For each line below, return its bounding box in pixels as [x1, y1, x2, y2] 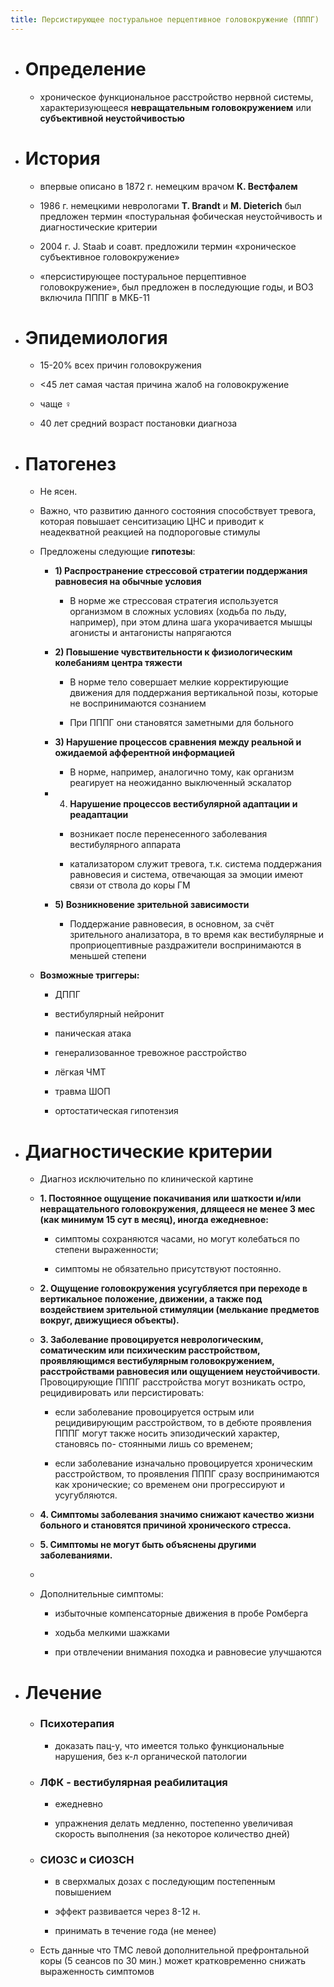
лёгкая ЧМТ [54, 1066, 107, 1078]
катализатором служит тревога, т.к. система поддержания [69, 858, 323, 870]
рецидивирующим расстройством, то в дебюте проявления [54, 1417, 312, 1429]
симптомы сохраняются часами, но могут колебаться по [54, 1233, 300, 1245]
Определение [24, 57, 147, 80]
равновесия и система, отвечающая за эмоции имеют [69, 869, 304, 881]
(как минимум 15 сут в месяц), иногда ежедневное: [39, 1214, 269, 1226]
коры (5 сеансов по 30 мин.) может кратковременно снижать [39, 1955, 307, 1967]
